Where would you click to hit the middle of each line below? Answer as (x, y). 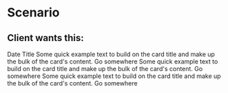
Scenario (33, 13)
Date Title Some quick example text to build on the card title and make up (111, 54)
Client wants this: (45, 38)
